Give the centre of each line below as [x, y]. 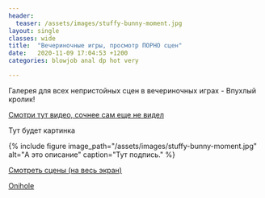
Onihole [21, 185]
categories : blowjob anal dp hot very [74, 61]
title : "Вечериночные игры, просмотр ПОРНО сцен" [95, 46]
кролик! [22, 99]
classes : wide [32, 38]
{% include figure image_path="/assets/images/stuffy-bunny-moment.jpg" [132, 146]
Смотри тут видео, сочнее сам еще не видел [86, 114]
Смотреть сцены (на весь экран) [65, 170]
